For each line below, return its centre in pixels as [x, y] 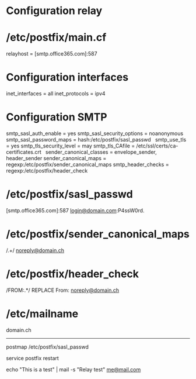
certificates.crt [24, 152]
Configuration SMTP [57, 117]
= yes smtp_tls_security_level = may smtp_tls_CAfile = [71, 146]
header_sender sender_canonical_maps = [56, 158]
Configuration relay [54, 11]
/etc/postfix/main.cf [56, 38]
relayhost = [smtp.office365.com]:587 [52, 54]
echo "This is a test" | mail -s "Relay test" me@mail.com [73, 369]
